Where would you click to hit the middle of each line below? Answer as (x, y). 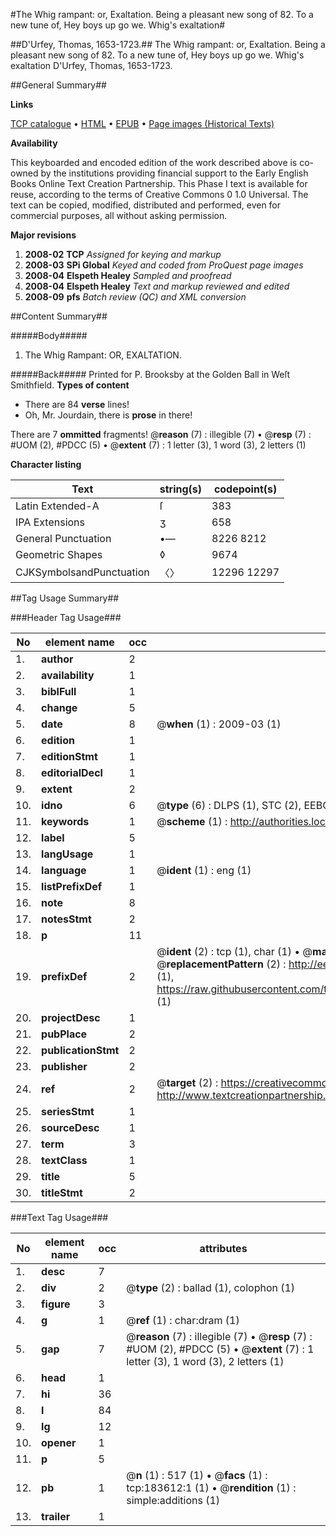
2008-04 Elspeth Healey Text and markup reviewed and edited (157, 286)
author (57, 659)
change (59, 707)
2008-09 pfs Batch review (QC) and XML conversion (135, 297)
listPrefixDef (72, 886)
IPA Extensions (50, 522)
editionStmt (69, 756)
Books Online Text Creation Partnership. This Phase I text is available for (159, 183)
